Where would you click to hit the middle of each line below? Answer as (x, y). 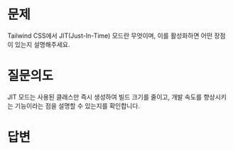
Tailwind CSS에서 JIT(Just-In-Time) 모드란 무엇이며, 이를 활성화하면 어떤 (110, 36)
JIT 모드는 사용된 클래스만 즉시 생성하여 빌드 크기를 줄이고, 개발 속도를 (105, 97)
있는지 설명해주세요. (42, 44)
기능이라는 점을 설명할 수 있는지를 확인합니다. (77, 106)
